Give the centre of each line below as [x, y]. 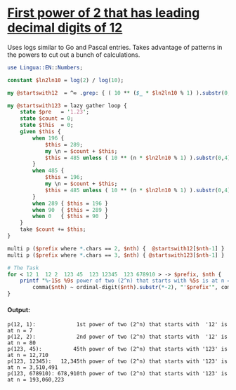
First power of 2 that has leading [104, 13]
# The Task [23, 268]
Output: [19, 309]
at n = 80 [22, 343]
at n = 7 [20, 331]
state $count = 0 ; [47, 119]
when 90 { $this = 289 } [71, 210]
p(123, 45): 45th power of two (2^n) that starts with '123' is [118, 349]
